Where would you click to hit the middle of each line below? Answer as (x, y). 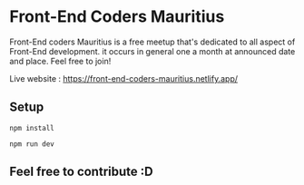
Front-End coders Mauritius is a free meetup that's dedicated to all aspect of (152, 42)
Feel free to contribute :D (81, 172)
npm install (32, 128)
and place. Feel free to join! (60, 61)
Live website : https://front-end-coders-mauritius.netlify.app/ (124, 78)
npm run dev (32, 144)
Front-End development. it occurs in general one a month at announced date (152, 51)
